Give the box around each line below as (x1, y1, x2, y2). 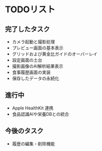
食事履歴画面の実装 (12, 69, 51, 75)
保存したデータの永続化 (12, 76, 59, 81)
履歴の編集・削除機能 (12, 141, 55, 147)
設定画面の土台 (12, 57, 42, 63)
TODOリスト (5, 4, 56, 15)
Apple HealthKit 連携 (12, 105, 53, 111)
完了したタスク (5, 25, 50, 33)
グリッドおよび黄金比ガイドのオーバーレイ (12, 51, 98, 57)
